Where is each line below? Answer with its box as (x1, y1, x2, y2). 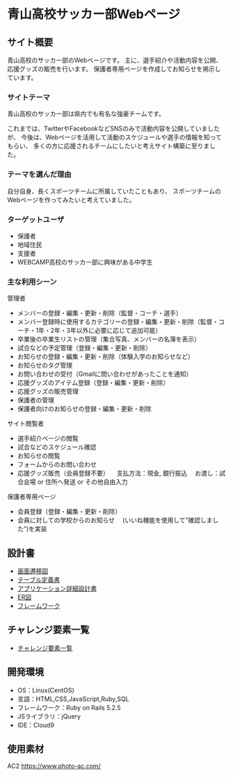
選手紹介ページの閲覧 (17, 434, 79, 443)
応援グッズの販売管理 (17, 387, 79, 395)
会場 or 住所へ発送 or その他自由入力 (23, 478, 128, 486)
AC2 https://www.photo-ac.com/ (7, 762, 101, 770)
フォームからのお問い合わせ (17, 460, 97, 469)
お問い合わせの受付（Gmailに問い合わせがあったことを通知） (17, 370, 193, 378)
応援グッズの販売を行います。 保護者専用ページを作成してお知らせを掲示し (7, 65, 221, 73)
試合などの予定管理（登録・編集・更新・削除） (17, 344, 152, 352)
